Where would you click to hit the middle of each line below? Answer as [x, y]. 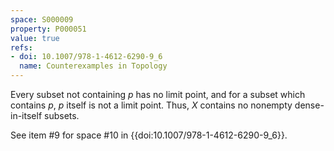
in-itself [26, 115]
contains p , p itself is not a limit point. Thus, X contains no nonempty [151, 105]
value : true [35, 38]
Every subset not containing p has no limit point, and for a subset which [158, 94]
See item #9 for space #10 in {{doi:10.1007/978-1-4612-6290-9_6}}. [149, 135]
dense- [309, 105]
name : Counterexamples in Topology [93, 66]
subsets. [61, 115]
